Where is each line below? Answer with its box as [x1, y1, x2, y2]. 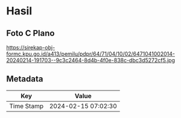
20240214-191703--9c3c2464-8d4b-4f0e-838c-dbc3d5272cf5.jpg [6, 57, 175, 63]
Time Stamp [9, 102, 44, 110]
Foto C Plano [6, 28, 55, 38]
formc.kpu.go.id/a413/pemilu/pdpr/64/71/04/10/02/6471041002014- [6, 50, 175, 58]
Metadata [6, 74, 43, 84]
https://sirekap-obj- [6, 44, 56, 51]
